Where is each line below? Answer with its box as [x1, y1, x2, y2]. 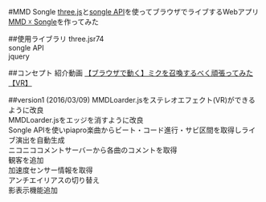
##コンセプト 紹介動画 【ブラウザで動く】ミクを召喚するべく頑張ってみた [8, 68, 253, 78]
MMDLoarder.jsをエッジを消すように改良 [8, 115, 144, 124]
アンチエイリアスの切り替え [8, 176, 100, 184]
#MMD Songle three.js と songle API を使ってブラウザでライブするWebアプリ [8, 7, 260, 16]
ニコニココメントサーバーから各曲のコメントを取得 [8, 145, 178, 155]
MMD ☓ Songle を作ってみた [8, 17, 99, 26]
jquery [8, 51, 30, 61]
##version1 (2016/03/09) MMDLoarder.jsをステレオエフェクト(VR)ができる [8, 95, 256, 104]
